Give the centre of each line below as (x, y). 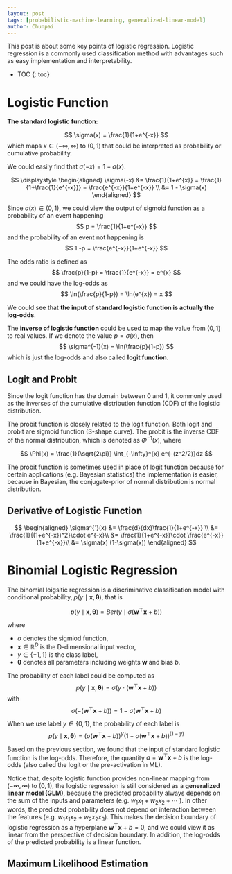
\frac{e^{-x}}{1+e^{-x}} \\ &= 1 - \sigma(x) (148, 187)
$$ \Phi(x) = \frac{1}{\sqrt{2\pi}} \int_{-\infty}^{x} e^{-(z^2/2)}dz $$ (116, 453)
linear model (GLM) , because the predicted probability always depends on (114, 793)
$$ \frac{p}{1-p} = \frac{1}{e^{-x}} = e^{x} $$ (116, 273)
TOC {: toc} (33, 74)
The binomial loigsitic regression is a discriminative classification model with (116, 590)
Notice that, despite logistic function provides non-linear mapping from (108, 778)
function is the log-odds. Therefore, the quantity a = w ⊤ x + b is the (103, 757)
